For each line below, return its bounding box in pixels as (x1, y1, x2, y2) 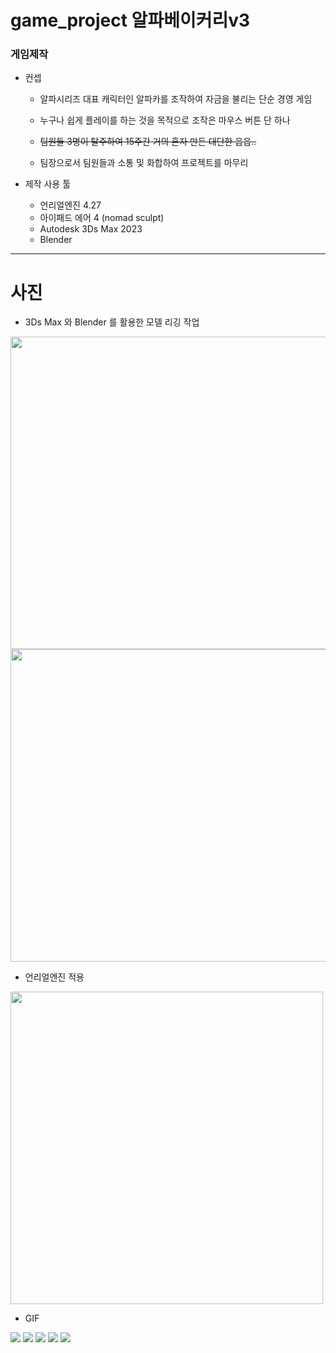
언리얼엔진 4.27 (39, 199, 102, 211)
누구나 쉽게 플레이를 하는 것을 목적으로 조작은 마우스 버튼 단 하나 (39, 114, 291, 126)
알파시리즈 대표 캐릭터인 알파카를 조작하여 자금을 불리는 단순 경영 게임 (39, 93, 313, 105)
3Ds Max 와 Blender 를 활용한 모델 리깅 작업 (24, 316, 200, 328)
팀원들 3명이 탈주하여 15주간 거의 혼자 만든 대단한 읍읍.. (39, 136, 257, 148)
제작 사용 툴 (24, 178, 72, 190)
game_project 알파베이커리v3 (10, 9, 251, 32)
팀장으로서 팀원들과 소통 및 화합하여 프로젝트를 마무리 (39, 157, 249, 169)
